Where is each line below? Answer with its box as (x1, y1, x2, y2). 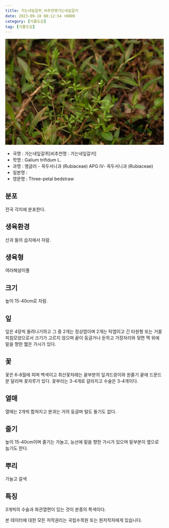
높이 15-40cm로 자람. (5, 298, 48, 304)
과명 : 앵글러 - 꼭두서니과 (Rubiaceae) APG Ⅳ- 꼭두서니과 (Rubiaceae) (12, 163, 153, 169)
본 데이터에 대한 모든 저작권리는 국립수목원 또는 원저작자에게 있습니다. (5, 517, 142, 523)
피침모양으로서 (5, 335, 34, 341)
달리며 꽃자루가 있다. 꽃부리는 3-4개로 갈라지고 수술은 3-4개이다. (10, 378, 138, 384)
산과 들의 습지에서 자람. (5, 237, 51, 243)
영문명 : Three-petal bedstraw (12, 176, 74, 182)
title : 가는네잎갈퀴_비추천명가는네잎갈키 (5, 8, 79, 13)
